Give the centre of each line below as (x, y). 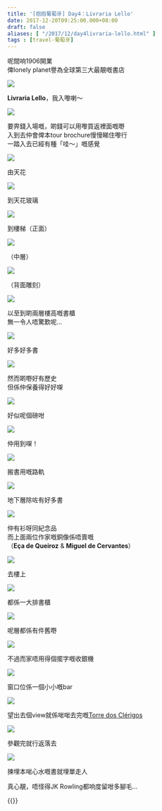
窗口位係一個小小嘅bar (40, 687)
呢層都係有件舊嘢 (32, 630)
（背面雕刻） (26, 285)
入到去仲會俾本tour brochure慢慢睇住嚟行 (68, 135)
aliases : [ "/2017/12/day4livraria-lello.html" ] (82, 33)
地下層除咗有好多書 (35, 500)
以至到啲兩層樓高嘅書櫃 (41, 313)
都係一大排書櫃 (29, 602)
